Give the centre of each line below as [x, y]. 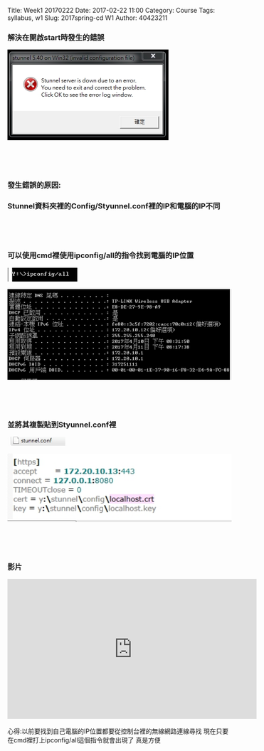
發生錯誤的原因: [34, 186]
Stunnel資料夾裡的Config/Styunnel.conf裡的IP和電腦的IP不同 [114, 206]
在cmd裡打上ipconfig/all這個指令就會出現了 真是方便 [84, 740]
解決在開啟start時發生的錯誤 [56, 37]
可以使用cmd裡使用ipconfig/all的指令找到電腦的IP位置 [101, 255]
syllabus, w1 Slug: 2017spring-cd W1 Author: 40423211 [88, 18]
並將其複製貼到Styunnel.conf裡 [62, 425]
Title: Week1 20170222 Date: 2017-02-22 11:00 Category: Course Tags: [111, 10]
